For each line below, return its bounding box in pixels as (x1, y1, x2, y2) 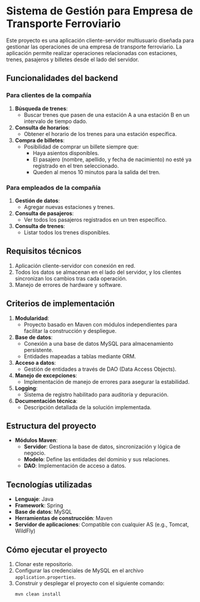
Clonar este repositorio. (14, 560, 74, 567)
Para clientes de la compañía (6, 91, 92, 99)
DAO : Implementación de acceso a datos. (23, 462, 127, 470)
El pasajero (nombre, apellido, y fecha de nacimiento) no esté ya (32, 156, 192, 163)
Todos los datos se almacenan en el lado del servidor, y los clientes (14, 268, 181, 276)
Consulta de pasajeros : (14, 210, 74, 217)
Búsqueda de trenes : (14, 105, 68, 112)
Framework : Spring (14, 502, 63, 509)
